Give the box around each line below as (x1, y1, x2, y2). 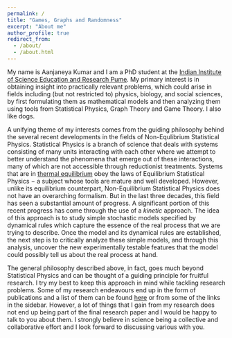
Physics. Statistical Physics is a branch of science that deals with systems (7, 140, 218, 148)
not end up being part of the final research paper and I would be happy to (7, 308, 217, 316)
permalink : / (7, 10, 45, 17)
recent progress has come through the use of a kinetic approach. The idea (7, 206, 220, 215)
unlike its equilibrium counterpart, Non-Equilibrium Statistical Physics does (7, 184, 220, 193)
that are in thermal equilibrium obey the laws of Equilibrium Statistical (7, 169, 205, 177)
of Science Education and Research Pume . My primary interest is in (7, 75, 199, 83)
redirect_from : (7, 36, 51, 43)
